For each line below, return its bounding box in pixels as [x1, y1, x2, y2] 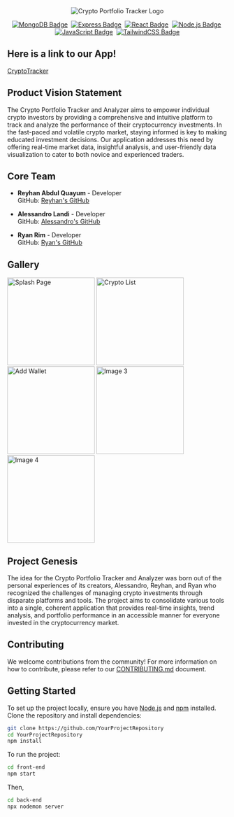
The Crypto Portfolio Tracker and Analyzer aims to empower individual [7, 105, 210, 114]
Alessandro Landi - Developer [17, 210, 106, 218]
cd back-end [7, 797, 42, 804]
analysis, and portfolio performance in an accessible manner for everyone [7, 611, 220, 620]
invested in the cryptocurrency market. [7, 619, 119, 627]
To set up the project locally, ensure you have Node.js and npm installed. [7, 704, 217, 712]
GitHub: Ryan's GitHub [17, 238, 82, 247]
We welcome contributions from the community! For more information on [7, 657, 217, 666]
